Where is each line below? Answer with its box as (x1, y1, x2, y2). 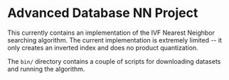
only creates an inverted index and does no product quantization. (7, 43, 198, 52)
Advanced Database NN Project (7, 5, 198, 21)
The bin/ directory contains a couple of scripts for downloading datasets (7, 57, 221, 65)
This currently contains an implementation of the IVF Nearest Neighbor (7, 28, 215, 37)
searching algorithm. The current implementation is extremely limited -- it (7, 35, 223, 44)
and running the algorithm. (7, 64, 85, 73)
